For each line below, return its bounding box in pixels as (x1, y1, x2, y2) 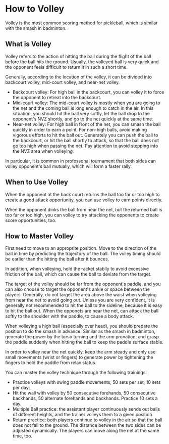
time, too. (12, 433, 33, 439)
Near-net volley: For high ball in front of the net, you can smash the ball (12, 121, 161, 127)
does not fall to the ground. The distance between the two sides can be (12, 422, 161, 428)
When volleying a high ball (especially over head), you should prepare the (5, 323, 158, 329)
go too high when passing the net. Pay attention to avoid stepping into (12, 143, 158, 149)
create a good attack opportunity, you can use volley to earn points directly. (5, 197, 163, 203)
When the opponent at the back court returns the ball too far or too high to (5, 191, 160, 197)
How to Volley (5, 3, 65, 15)
